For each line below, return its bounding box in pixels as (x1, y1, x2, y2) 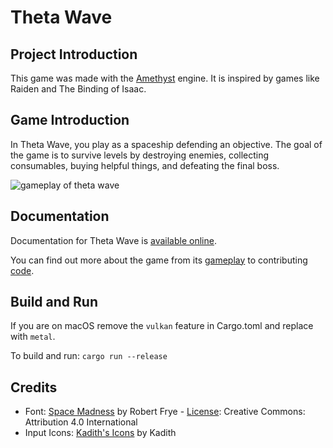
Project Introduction (10, 46, 138, 63)
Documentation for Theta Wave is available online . (10, 234, 217, 246)
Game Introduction (10, 112, 130, 129)
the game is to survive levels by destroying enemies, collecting (10, 149, 270, 161)
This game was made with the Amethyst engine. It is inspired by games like (10, 72, 320, 84)
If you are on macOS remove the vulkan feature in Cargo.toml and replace (10, 320, 314, 332)
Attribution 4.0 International (24, 416, 138, 428)
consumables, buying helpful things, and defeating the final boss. (10, 159, 280, 171)
